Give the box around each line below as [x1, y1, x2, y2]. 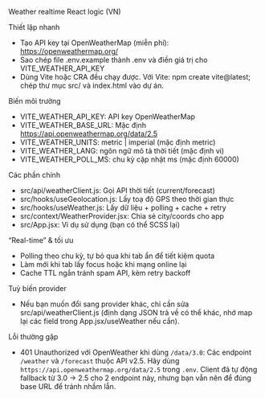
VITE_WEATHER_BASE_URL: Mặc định [19, 121, 147, 129]
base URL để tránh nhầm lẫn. [19, 382, 116, 391]
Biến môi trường [8, 96, 62, 105]
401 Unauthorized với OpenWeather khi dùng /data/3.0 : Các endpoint [19, 347, 251, 357]
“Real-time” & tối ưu [8, 236, 74, 244]
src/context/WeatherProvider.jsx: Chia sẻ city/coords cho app [19, 211, 225, 220]
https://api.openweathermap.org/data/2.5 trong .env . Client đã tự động [19, 365, 258, 374]
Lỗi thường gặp [8, 332, 59, 341]
